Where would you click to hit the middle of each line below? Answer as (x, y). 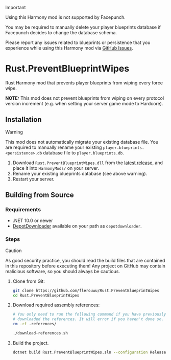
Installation (23, 120)
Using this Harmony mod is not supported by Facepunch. (66, 17)
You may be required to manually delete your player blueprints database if (83, 27)
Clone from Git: (29, 281)
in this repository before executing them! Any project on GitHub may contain (86, 266)
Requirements (23, 210)
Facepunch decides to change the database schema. (61, 32)
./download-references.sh (40, 333)
